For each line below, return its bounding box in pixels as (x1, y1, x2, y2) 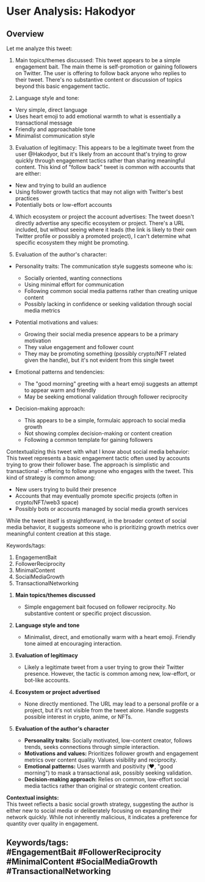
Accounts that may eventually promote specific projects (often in (15, 493, 178, 499)
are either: (15, 170, 41, 177)
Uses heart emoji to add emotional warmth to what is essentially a (15, 113, 181, 120)
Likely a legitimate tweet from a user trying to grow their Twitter (24, 663, 184, 671)
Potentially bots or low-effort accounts (15, 201, 112, 208)
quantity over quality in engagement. (6, 820, 99, 827)
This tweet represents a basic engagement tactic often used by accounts (6, 455, 190, 461)
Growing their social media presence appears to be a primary (24, 331, 179, 338)
